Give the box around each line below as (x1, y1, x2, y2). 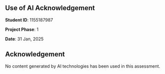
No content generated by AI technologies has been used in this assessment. (5, 63, 161, 69)
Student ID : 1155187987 (5, 17, 53, 23)
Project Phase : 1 (5, 26, 39, 32)
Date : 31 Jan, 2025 (5, 36, 44, 42)
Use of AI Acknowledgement (5, 4, 95, 12)
